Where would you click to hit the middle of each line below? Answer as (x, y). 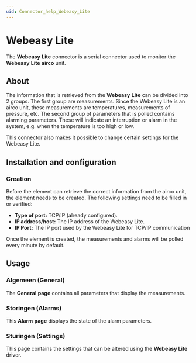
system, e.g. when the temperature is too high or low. (70, 126)
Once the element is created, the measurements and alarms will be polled (95, 239)
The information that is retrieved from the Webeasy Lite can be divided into (97, 95)
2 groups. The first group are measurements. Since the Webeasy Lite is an (96, 101)
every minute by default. (35, 246)
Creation (19, 179)
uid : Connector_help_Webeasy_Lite (48, 11)
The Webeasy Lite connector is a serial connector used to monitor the (91, 57)
